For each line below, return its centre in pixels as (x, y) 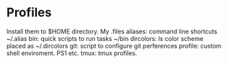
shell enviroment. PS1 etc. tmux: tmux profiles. (72, 53)
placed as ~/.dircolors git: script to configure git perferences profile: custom (114, 46)
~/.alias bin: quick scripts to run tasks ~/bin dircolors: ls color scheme (105, 38)
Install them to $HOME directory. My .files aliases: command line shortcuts (112, 31)
